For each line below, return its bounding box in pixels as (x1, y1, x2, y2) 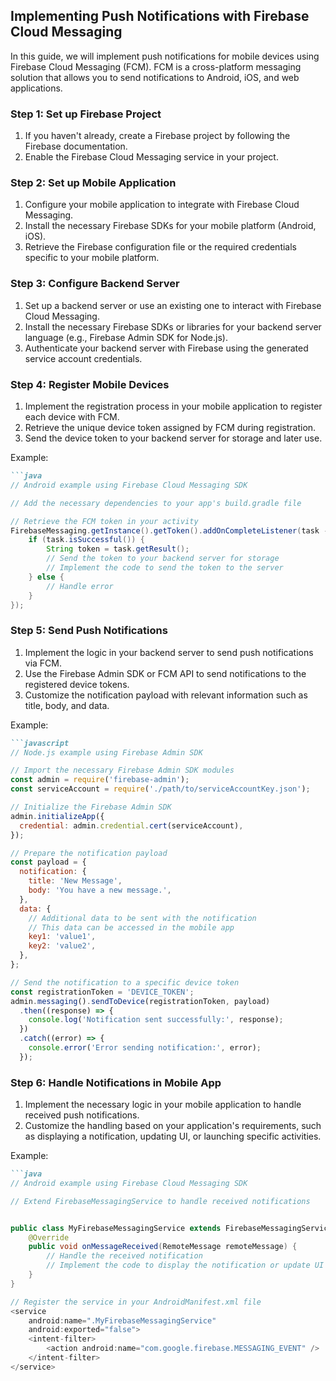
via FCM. (24, 657, 63, 669)
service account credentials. (24, 352, 143, 364)
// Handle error (46, 581, 114, 591)
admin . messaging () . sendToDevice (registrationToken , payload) (10, 996, 271, 1006)
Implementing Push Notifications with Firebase (10, 8, 310, 25)
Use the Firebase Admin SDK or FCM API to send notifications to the (24, 667, 307, 679)
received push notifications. (24, 1109, 140, 1121)
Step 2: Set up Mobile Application (10, 176, 177, 190)
